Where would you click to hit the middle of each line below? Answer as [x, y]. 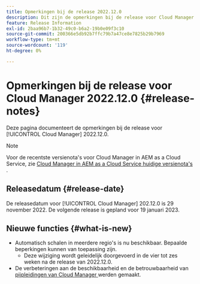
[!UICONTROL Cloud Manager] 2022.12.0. [57, 134]
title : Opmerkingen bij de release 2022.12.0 [64, 12]
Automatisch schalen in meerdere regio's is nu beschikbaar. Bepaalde [101, 243]
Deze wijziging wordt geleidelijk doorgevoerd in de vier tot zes [101, 256]
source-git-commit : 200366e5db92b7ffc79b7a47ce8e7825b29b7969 [85, 34]
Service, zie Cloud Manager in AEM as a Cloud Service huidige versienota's [100, 164]
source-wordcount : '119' [37, 46]
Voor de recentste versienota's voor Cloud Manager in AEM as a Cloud [93, 157]
